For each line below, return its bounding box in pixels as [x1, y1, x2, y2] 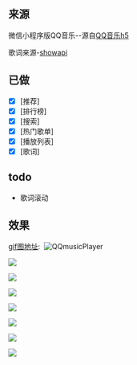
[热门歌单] [19, 126, 54, 136]
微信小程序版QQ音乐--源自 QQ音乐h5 [8, 31, 130, 40]
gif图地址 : [8, 241, 41, 251]
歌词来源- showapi [8, 47, 68, 57]
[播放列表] [19, 136, 54, 146]
